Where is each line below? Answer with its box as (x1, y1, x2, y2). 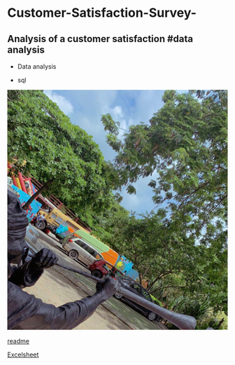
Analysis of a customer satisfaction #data (7, 33, 194, 45)
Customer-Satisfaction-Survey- (7, 5, 197, 21)
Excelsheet (7, 350, 39, 359)
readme (7, 336, 30, 345)
